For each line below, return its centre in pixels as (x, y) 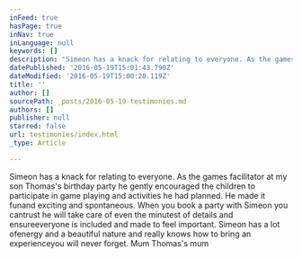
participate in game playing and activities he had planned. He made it (138, 195)
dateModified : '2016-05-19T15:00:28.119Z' (90, 76)
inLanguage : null (42, 43)
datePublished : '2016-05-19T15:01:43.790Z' (92, 68)
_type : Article (38, 143)
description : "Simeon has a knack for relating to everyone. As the (140, 59)
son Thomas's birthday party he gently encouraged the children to (133, 186)
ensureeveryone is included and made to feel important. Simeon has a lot (145, 224)
